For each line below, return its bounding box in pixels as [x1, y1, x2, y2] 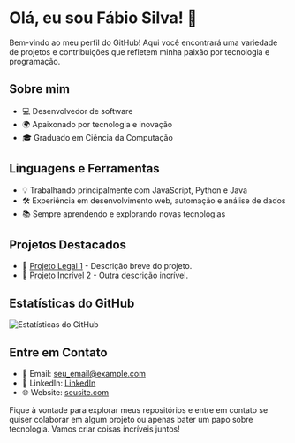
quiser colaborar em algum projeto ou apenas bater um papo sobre [9, 415, 253, 424]
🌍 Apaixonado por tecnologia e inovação [21, 118, 173, 129]
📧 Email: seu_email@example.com [21, 369, 146, 378]
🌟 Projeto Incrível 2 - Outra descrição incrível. [21, 270, 188, 281]
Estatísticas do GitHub [9, 295, 135, 310]
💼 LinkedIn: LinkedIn [21, 378, 96, 388]
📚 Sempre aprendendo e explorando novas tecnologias [21, 208, 226, 219]
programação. [9, 56, 61, 66]
